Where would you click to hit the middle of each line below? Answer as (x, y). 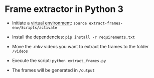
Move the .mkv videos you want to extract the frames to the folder (80, 46)
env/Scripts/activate (34, 28)
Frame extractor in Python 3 (64, 9)
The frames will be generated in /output (53, 70)
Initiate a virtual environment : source (49, 23)
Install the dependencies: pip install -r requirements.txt (73, 37)
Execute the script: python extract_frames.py (59, 60)
